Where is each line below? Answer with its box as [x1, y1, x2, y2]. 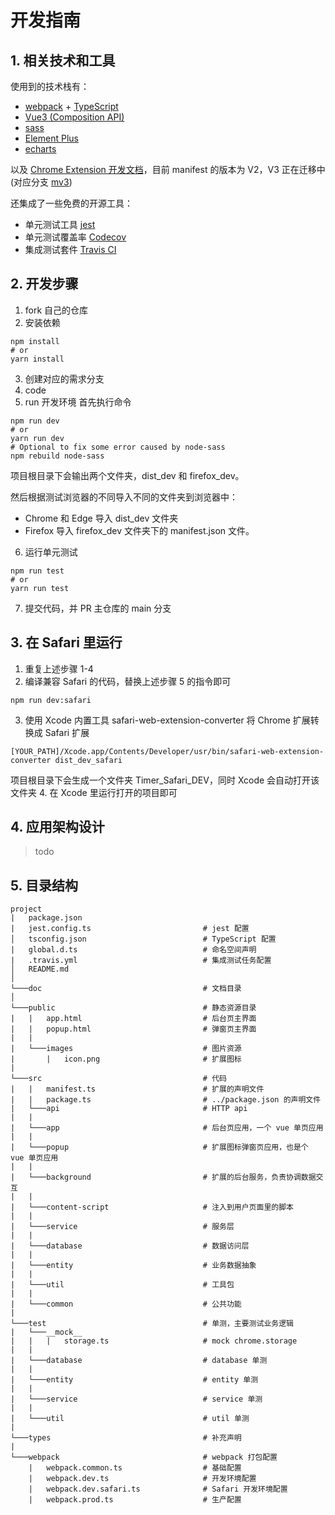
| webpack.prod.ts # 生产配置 [28, 1495, 242, 1505]
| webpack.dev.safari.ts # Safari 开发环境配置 [28, 1484, 288, 1495]
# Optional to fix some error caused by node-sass [10, 442, 226, 452]
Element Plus [24, 132, 79, 144]
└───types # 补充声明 [10, 1433, 242, 1443]
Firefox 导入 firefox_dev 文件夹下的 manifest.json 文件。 [24, 524, 255, 536]
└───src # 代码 [10, 1074, 227, 1084]
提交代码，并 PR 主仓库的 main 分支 [24, 602, 172, 614]
